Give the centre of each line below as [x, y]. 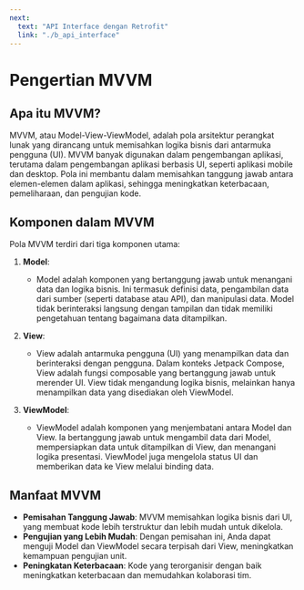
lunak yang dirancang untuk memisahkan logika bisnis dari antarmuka [140, 145]
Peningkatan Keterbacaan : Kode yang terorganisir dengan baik [142, 565]
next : [20, 18]
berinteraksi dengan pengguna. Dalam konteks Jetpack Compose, [160, 363]
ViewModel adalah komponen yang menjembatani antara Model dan [164, 428]
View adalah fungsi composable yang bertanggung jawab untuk [156, 373]
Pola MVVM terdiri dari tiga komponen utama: [95, 244]
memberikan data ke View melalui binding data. [125, 467]
